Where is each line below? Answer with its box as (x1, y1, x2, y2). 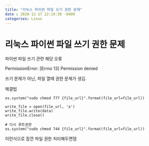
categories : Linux (5, 16, 42, 21)
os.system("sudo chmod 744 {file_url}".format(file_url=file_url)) (5, 126, 145, 132)
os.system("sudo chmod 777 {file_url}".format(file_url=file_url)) (5, 96, 145, 101)
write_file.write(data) (5, 108, 54, 114)
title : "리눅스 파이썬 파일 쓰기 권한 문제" (5, 7, 83, 12)
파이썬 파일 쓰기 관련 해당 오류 (5, 56, 62, 62)
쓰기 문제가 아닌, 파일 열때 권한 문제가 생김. (5, 76, 87, 82)
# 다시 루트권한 (5, 123, 32, 127)
